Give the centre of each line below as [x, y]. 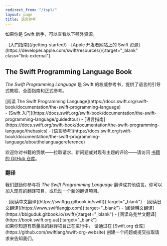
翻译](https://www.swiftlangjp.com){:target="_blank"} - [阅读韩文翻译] [82, 208]
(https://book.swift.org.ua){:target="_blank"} [51, 220]
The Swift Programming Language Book [68, 72]
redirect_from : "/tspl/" [31, 10]
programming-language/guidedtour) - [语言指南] [55, 119]
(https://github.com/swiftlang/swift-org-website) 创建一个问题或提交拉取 [80, 232]
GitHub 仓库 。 [25, 158]
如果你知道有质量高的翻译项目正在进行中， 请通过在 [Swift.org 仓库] [75, 226]
